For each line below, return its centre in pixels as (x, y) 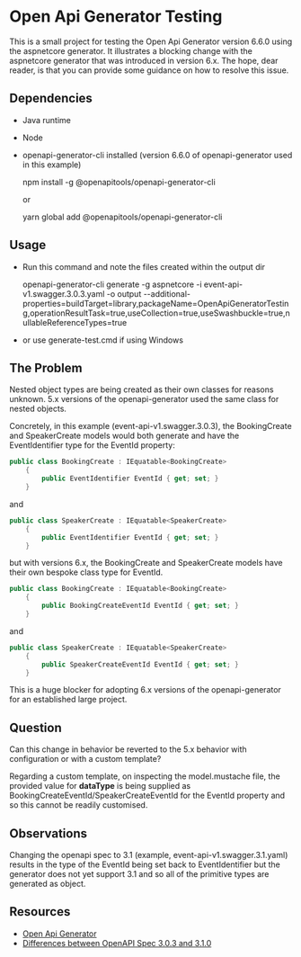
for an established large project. (68, 700)
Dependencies (51, 98)
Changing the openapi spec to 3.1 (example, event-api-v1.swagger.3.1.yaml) (149, 855)
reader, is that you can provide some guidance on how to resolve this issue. (149, 70)
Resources (40, 912)
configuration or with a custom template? (85, 759)
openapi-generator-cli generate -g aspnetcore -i (112, 284)
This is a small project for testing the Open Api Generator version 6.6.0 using (151, 41)
